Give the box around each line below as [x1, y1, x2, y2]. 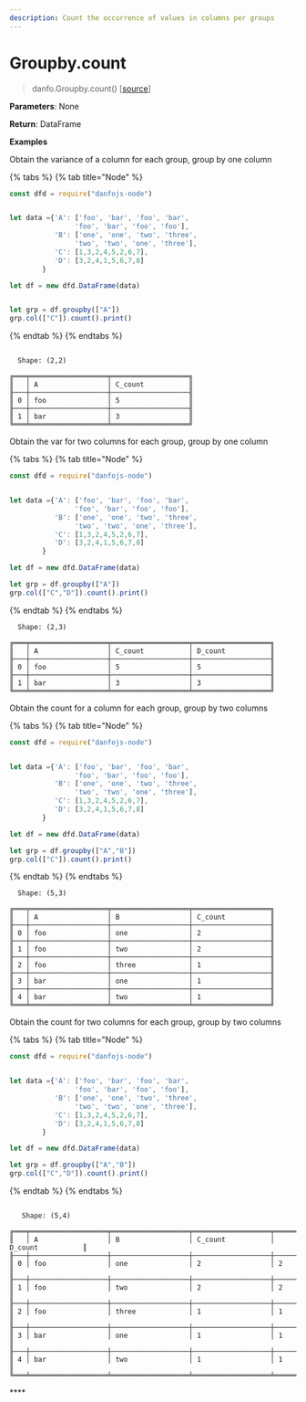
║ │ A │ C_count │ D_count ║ [9, 646, 275, 656]
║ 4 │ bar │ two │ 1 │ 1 [9, 1355, 283, 1365]
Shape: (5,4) [21, 1211, 71, 1220]
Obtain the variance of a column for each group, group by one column [9, 153, 272, 164]
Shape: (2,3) [17, 622, 67, 631]
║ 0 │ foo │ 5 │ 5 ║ [9, 662, 275, 671]
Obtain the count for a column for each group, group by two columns [9, 702, 269, 713]
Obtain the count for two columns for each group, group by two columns [9, 1017, 282, 1028]
